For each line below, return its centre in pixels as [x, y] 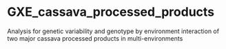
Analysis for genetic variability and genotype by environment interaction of [113, 31]
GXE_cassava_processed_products [111, 12]
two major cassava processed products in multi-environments [95, 38]
